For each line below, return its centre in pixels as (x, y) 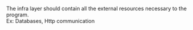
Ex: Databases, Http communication (50, 21)
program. (18, 15)
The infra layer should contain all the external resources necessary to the (96, 9)
